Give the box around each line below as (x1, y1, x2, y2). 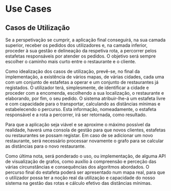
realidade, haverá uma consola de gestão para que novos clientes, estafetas (5, 127, 166, 133)
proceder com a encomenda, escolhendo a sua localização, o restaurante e (5, 90, 164, 96)
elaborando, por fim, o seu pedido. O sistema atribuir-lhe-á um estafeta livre (5, 95, 166, 101)
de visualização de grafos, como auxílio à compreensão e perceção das (5, 158, 157, 165)
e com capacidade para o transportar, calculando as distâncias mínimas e (5, 101, 161, 107)
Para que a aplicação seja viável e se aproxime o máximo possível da (5, 122, 151, 127)
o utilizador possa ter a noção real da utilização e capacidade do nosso (5, 175, 156, 181)
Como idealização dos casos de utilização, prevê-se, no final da (5, 68, 140, 74)
